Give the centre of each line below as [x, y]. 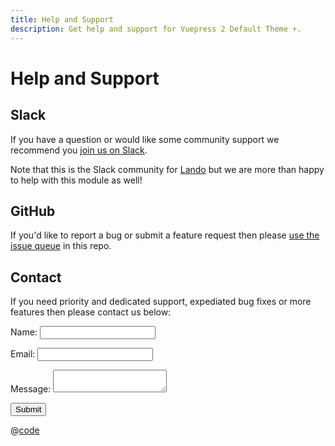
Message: [31, 389]
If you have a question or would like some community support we [145, 139]
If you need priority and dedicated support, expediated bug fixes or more [161, 302]
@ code [25, 430]
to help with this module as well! [76, 180]
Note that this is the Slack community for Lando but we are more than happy [167, 169]
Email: [23, 354]
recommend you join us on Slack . [79, 150]
